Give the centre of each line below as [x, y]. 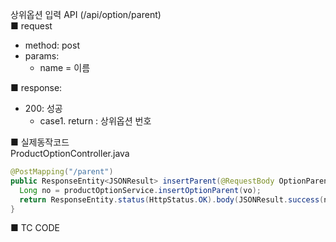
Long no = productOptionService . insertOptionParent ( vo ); [140, 190]
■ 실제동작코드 [40, 142]
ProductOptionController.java [70, 153]
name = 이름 [65, 67]
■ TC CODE [35, 228]
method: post [52, 45]
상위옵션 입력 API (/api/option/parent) [86, 14]
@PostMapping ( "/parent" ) [62, 172]
